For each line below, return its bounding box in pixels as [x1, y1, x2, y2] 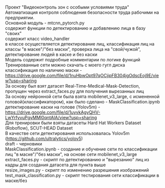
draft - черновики [5, 141, 42, 146]
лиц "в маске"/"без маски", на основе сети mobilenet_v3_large [5, 151, 137, 157]
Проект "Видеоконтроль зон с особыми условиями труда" [5, 4, 129, 10]
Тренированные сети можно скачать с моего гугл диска [5, 62, 125, 68]
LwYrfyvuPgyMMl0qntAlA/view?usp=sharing [5, 115, 97, 120]
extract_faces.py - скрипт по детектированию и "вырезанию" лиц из [5, 157, 150, 162]
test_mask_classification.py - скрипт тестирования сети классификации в [5, 173, 160, 178]
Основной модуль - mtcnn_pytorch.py [5, 20, 85, 26]
